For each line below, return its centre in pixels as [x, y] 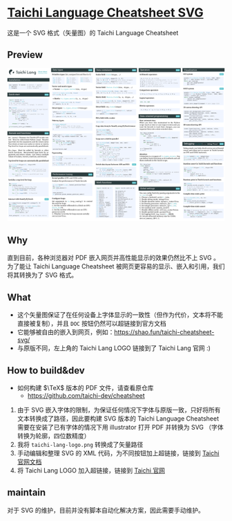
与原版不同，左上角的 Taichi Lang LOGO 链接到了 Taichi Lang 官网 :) [114, 348]
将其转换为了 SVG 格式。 [42, 275]
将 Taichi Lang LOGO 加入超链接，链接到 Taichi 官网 [91, 470]
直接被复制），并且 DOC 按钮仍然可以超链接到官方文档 [92, 324]
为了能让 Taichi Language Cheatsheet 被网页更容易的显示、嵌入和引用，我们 [116, 266]
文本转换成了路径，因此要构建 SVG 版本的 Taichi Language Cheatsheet [118, 419]
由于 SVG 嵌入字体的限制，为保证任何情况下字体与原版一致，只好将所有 [119, 410]
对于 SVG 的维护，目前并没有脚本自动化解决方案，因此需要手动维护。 [106, 510]
